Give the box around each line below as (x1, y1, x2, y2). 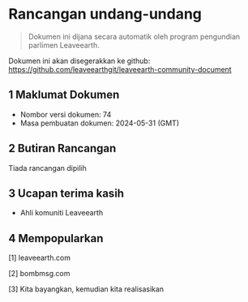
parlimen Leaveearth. (28, 40, 100, 49)
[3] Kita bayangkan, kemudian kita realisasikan (8, 284, 165, 294)
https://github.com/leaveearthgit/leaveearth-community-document (8, 64, 233, 74)
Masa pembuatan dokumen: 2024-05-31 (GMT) (19, 118, 180, 128)
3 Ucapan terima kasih (8, 186, 124, 200)
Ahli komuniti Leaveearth (19, 208, 104, 218)
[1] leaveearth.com (8, 253, 71, 263)
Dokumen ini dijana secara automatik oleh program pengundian (28, 32, 241, 41)
